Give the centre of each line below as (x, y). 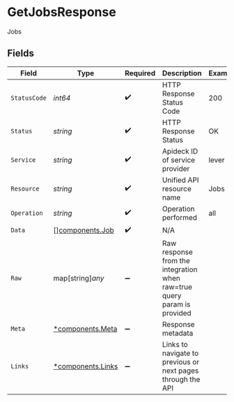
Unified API (180, 180)
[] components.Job (84, 230)
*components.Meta (85, 329)
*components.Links (86, 366)
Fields (21, 53)
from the (176, 260)
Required (140, 73)
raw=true (177, 287)
